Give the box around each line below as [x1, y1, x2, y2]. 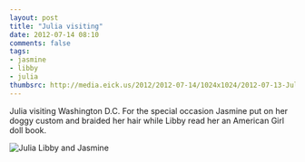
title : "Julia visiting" [9, 22, 103, 31]
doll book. [9, 124, 47, 136]
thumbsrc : [9, 81, 47, 90]
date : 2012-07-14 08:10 [9, 30, 100, 39]
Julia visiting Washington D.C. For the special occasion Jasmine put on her [9, 105, 289, 116]
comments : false [9, 38, 71, 48]
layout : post [9, 13, 59, 23]
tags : [9, 47, 30, 56]
